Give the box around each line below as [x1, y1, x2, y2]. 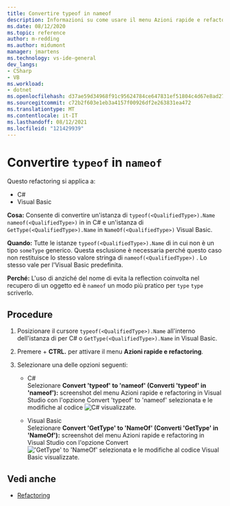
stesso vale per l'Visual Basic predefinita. [7, 261, 123, 269]
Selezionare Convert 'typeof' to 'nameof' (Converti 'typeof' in [27, 382, 207, 390]
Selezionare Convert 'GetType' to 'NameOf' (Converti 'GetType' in [27, 424, 219, 433]
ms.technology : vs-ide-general [7, 55, 97, 62]
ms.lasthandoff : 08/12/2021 [7, 118, 88, 126]
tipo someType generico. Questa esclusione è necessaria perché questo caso [7, 246, 222, 255]
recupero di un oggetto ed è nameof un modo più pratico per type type [7, 281, 204, 290]
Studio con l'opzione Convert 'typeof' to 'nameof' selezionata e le [27, 396, 214, 404]
